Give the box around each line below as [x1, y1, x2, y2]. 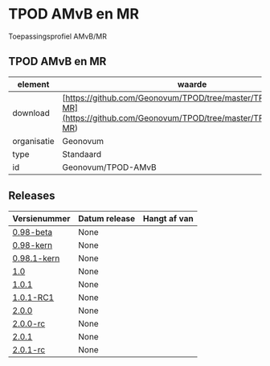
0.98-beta [12, 226, 53, 237]
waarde [177, 78, 207, 89]
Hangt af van [143, 212, 194, 224]
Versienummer [12, 212, 71, 224]
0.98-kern [12, 239, 53, 250]
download [12, 107, 51, 118]
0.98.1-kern [12, 253, 60, 264]
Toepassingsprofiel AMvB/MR [8, 31, 107, 41]
